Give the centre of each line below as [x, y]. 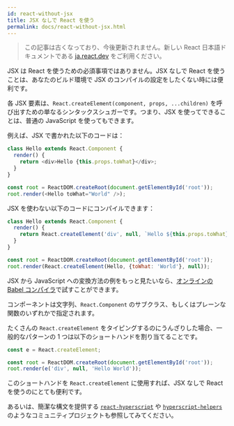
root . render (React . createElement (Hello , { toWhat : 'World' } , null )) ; [109, 266]
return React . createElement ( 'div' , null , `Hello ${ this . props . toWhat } [124, 235]
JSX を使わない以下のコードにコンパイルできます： [81, 208]
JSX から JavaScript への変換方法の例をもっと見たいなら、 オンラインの [110, 281]
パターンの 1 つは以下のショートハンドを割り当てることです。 [114, 337]
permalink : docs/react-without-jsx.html [67, 27]
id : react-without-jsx [40, 14]
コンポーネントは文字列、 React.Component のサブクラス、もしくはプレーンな [117, 304]
